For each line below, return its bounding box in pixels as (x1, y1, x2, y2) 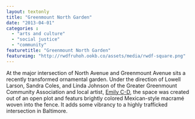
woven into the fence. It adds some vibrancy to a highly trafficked (6, 101, 168, 108)
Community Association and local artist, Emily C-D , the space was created (6, 88, 190, 95)
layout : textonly (6, 8, 50, 15)
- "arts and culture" (11, 31, 66, 37)
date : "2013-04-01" (6, 20, 55, 26)
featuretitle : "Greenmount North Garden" (6, 48, 111, 54)
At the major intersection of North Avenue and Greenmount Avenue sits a (6, 69, 186, 76)
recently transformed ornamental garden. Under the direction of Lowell (6, 76, 181, 83)
